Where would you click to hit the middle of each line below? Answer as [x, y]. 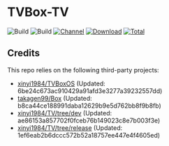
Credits [24, 53]
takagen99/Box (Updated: [54, 98]
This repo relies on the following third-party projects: [83, 70]
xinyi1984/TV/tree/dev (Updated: [65, 113]
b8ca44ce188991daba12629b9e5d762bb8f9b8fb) [89, 106]
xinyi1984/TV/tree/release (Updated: [70, 128]
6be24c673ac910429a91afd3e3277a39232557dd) [90, 90]
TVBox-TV [38, 12]
